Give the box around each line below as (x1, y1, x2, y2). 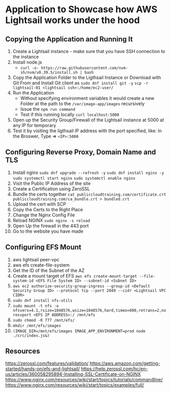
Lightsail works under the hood (5, 14, 140, 26)
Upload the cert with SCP (12, 201, 66, 207)
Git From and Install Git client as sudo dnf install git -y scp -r (12, 80, 149, 86)
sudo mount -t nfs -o (12, 303, 59, 308)
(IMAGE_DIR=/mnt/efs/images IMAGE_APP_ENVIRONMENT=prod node (12, 328, 146, 334)
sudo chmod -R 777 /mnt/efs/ (12, 317, 75, 323)
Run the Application (12, 90, 55, 95)
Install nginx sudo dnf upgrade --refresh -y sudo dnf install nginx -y (12, 169, 164, 176)
